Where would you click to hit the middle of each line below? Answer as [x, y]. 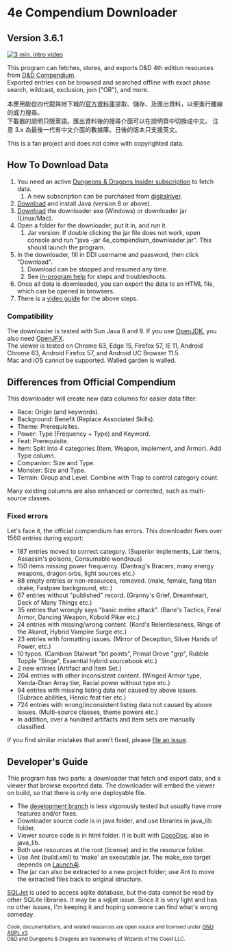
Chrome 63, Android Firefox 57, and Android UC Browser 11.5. [93, 353]
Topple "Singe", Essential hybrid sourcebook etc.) [87, 661]
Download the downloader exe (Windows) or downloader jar [102, 210]
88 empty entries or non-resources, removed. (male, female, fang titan [117, 581]
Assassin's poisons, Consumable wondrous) [79, 559]
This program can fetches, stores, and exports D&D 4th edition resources [111, 68]
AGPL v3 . [18, 933]
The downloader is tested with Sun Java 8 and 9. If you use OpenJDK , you [112, 331]
